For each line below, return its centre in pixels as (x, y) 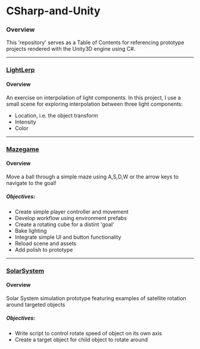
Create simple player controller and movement (72, 211)
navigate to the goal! (31, 183)
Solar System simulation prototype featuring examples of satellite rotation (96, 298)
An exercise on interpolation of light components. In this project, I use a (94, 97)
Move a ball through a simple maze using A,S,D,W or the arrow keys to (93, 177)
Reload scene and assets (46, 243)
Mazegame (23, 149)
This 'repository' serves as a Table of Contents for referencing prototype (95, 42)
